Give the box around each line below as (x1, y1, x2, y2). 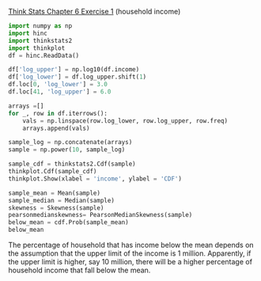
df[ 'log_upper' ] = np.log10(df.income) (8, 66, 140, 74)
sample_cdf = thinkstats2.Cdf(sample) (8, 160, 136, 169)
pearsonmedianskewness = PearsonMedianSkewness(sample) (8, 211, 193, 219)
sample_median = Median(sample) (8, 196, 115, 204)
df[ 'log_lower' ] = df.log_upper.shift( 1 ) (8, 73, 147, 82)
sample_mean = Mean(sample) (8, 189, 101, 197)
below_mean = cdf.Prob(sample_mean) (8, 218, 129, 226)
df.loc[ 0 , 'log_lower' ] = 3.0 (8, 81, 108, 89)
